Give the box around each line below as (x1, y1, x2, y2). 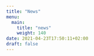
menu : (6, 14, 20, 20)
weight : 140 (17, 30, 46, 36)
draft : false (6, 41, 38, 47)
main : (11, 19, 25, 25)
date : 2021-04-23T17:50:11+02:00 (6, 36, 89, 41)
